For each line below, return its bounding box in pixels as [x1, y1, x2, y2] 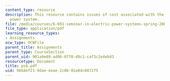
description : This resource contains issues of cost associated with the [5, 12, 164, 17]
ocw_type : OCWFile [5, 40, 44, 45]
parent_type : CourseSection [5, 49, 65, 54]
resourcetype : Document [5, 59, 56, 64]
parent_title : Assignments [5, 45, 62, 50]
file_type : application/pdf [5, 26, 65, 31]
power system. [10, 17, 39, 22]
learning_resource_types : [5, 31, 60, 36]
